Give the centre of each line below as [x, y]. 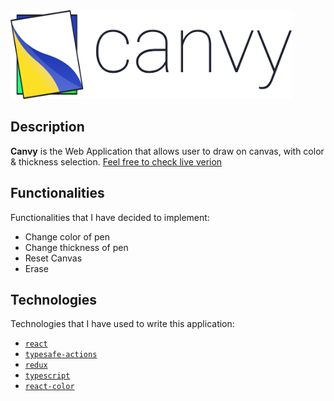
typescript [47, 376]
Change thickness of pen [76, 247]
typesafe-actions [61, 355]
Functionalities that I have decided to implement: [110, 217]
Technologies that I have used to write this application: [122, 324]
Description [47, 127]
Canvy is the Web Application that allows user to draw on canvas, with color [167, 151]
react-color [49, 387]
